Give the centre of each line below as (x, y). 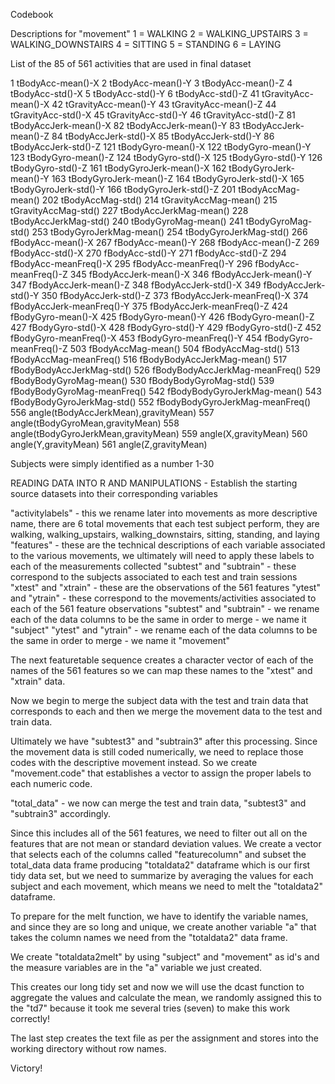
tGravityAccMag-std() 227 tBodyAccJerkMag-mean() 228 (129, 210)
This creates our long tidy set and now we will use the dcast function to (157, 987)
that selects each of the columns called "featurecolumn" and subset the (158, 854)
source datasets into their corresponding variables (114, 493)
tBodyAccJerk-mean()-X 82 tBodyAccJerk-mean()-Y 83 (125, 125)
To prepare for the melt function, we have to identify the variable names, (159, 916)
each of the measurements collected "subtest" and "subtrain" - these (153, 566)
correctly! (30, 1018)
